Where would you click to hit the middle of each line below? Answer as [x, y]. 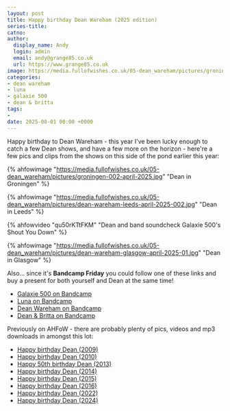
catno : [16, 33]
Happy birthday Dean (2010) [57, 356]
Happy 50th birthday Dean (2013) [64, 364]
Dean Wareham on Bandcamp [59, 308]
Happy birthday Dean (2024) [57, 400]
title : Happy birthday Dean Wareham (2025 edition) [82, 20]
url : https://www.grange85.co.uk [61, 64]
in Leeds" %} [26, 211]
